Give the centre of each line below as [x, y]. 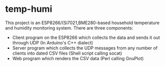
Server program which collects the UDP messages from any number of [85, 48]
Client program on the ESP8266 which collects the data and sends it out [86, 37]
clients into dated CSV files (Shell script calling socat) [67, 53]
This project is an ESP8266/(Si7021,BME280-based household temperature [82, 23]
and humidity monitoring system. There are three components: [69, 28]
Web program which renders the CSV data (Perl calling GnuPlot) [78, 58]
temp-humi [29, 9]
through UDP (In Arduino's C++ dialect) [53, 42]
